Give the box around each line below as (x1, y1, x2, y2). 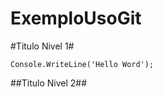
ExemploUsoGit (10, 7, 142, 30)
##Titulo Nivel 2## (10, 77, 88, 89)
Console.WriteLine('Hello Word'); (10, 59, 155, 69)
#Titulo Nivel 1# (10, 40, 75, 52)
